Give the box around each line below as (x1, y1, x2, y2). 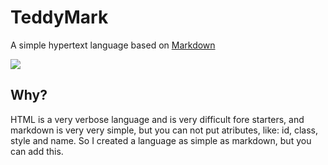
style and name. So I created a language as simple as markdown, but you (10, 134, 312, 146)
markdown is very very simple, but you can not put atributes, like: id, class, (10, 124, 318, 136)
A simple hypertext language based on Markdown (10, 39, 216, 51)
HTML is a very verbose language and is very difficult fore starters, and (10, 113, 305, 125)
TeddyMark (10, 6, 109, 29)
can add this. (10, 145, 64, 157)
